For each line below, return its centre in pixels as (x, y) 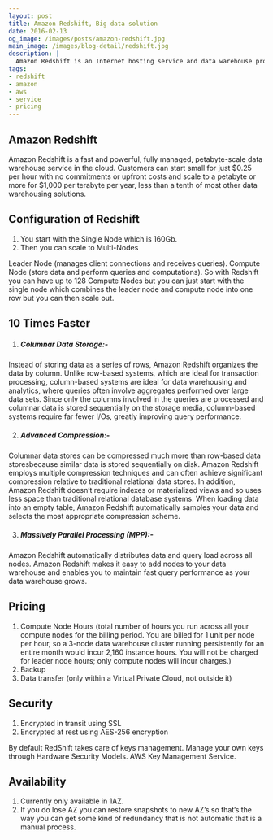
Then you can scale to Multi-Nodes (79, 247)
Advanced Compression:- (65, 435)
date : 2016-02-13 (38, 31)
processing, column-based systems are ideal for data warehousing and (128, 382)
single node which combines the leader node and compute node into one (131, 289)
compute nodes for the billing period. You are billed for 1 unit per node (137, 634)
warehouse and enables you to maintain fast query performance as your (129, 572)
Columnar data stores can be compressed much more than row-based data (135, 455)
